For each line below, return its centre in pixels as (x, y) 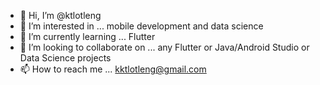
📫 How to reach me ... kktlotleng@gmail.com (113, 69)
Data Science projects (65, 58)
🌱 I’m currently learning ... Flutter (87, 36)
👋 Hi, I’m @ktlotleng (60, 15)
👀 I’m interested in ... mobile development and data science (141, 26)
